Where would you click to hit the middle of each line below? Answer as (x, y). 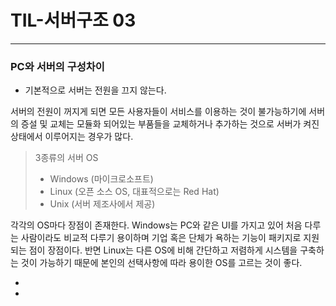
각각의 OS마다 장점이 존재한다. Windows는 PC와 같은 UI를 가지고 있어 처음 (156, 225)
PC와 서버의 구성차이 (57, 66)
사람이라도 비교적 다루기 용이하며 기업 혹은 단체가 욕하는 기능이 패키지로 (161, 238)
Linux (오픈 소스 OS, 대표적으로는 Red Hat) (134, 192)
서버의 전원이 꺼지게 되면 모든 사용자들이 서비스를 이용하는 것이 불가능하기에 (158, 112)
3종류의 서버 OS (66, 158)
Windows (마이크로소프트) (101, 179)
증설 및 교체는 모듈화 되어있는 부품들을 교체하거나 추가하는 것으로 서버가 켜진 (170, 124)
